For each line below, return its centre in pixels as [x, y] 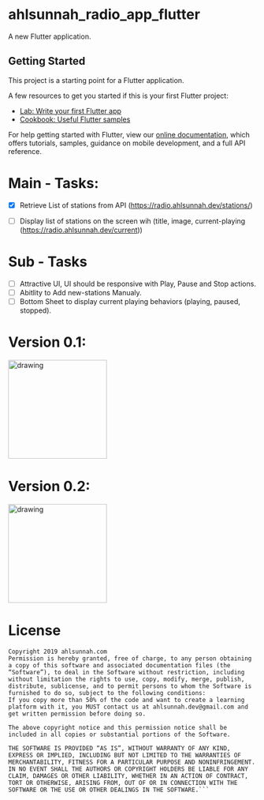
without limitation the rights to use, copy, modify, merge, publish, [126, 679]
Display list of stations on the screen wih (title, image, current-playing [132, 221]
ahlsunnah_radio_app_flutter [104, 15]
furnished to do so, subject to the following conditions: [107, 693]
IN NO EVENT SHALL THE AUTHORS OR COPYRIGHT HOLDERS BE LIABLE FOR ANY [128, 769]
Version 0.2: [49, 486]
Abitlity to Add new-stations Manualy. [80, 292]
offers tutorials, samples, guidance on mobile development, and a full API [127, 143]
